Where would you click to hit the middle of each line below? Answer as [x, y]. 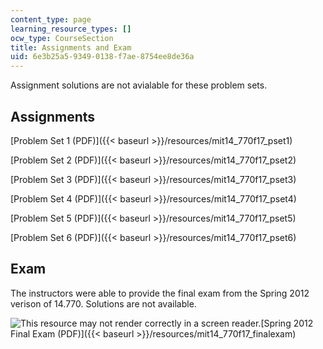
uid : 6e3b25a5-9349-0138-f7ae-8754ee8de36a [102, 57]
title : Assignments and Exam [71, 47]
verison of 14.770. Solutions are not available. [103, 303]
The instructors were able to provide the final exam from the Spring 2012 [160, 293]
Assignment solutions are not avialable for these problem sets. [139, 85]
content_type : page [51, 19]
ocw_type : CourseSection [62, 38]
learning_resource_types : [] [71, 29]
